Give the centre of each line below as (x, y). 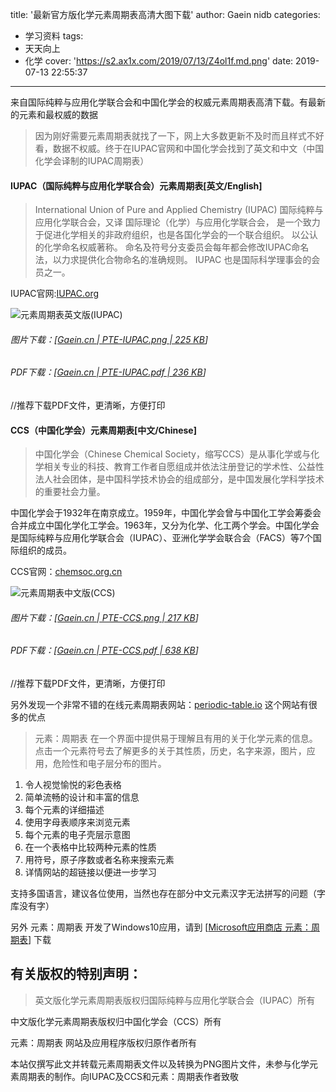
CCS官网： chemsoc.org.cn (66, 572)
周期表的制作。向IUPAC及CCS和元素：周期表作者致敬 (128, 1076)
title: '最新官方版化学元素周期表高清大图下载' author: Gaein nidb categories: (165, 14)
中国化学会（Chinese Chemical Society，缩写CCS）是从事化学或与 (173, 454)
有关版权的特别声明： (76, 974)
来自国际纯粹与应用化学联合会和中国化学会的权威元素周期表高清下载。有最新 (168, 102)
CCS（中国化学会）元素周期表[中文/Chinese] (103, 430)
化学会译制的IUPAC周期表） (92, 161)
